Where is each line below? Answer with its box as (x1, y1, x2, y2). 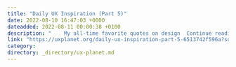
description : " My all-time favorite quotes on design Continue (7, 29, 212, 37)
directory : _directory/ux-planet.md (7, 50, 114, 57)
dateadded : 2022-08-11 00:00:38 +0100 (7, 23, 121, 30)
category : (7, 43, 37, 50)
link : (7, 36, 23, 43)
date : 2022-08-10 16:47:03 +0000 (7, 17, 105, 24)
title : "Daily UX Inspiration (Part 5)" (7, 10, 128, 17)
